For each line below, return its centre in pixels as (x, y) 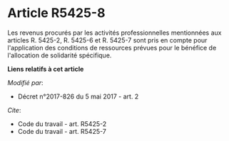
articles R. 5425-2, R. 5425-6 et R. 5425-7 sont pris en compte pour (107, 40)
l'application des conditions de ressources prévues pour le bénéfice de (112, 47)
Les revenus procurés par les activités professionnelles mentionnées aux (114, 33)
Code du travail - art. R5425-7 (62, 131)
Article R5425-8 (56, 13)
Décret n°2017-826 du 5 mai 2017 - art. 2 (78, 96)
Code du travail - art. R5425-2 (62, 124)
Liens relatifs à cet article (46, 69)
